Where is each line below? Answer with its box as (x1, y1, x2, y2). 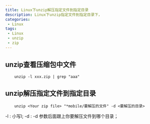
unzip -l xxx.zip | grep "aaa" (14, 74, 80, 79)
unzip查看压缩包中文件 (5, 60, 77, 69)
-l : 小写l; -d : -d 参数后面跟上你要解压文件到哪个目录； (5, 113, 119, 119)
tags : (5, 26, 17, 31)
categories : (5, 17, 30, 22)
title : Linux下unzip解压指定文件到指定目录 (5, 7, 89, 13)
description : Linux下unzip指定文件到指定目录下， (5, 12, 102, 17)
